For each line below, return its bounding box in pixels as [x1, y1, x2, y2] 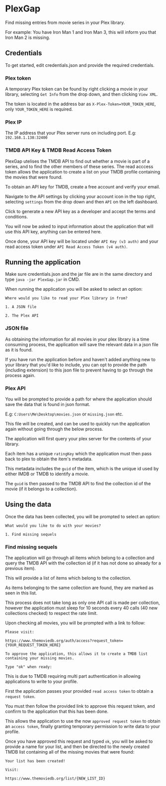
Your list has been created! [5, 759, 66, 764]
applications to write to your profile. [5, 679, 78, 685]
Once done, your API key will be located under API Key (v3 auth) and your [5, 238, 159, 244]
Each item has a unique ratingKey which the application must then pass [5, 451, 152, 457]
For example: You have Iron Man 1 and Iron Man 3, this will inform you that [5, 29, 157, 35]
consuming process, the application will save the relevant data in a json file [5, 341, 159, 347]
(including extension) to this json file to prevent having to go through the [5, 367, 153, 373]
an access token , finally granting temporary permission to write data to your [5, 724, 160, 730]
